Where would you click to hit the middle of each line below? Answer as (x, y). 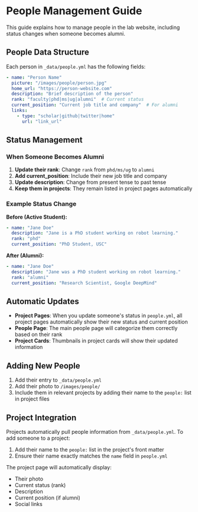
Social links (28, 504)
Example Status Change (41, 204)
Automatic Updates (43, 301)
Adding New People (43, 366)
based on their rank (38, 335)
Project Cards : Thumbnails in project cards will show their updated (96, 341)
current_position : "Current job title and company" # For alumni (95, 105)
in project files (32, 399)
